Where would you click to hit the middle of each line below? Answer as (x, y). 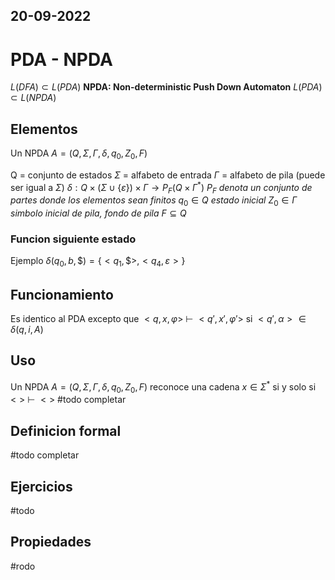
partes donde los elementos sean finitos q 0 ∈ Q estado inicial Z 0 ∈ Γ (154, 201)
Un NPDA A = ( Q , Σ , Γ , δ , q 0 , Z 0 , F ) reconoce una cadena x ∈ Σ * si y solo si (163, 387)
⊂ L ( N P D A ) (33, 98)
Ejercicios (41, 486)
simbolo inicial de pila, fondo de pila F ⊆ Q (98, 213)
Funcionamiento (62, 294)
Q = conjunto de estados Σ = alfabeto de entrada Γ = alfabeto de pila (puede (168, 175)
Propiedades (51, 542)
